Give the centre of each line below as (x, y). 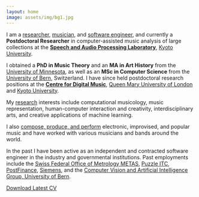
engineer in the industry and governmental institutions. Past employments (97, 157)
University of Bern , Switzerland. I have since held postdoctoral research (95, 78)
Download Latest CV (31, 188)
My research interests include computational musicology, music (85, 102)
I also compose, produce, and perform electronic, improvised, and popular (98, 126)
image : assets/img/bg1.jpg (40, 17)
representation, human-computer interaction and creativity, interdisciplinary (100, 108)
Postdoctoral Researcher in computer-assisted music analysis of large (94, 41)
